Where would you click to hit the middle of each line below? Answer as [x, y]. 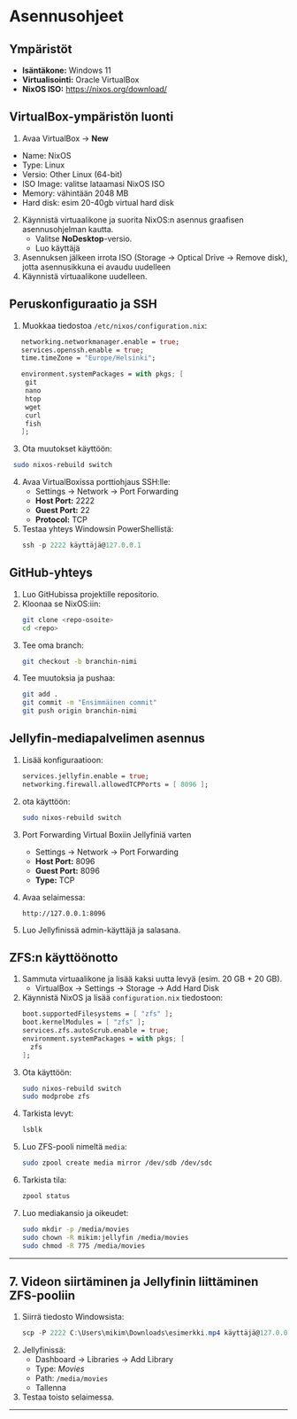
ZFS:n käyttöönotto [64, 958]
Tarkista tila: [44, 1180]
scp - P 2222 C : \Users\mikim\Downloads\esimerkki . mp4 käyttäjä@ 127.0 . [153, 1333]
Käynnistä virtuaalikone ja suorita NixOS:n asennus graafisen [133, 220]
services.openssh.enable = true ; [82, 350]
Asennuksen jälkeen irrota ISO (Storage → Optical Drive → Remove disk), [155, 257]
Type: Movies [60, 1369]
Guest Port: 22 [62, 511]
